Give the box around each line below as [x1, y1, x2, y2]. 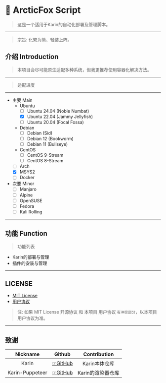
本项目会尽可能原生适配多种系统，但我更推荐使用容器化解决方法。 [17, 66, 152, 72]
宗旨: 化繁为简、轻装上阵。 [17, 37, 72, 43]
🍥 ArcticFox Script [5, 4, 81, 16]
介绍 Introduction [5, 53, 59, 61]
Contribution [83, 351, 114, 358]
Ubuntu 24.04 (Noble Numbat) [27, 108, 89, 114]
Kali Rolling [19, 208, 42, 215]
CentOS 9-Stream [27, 152, 64, 158]
